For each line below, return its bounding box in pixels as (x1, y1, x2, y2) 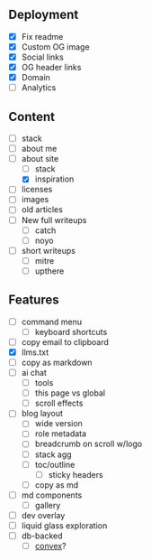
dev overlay (21, 509, 66, 520)
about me (21, 144, 58, 154)
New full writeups (21, 214, 87, 225)
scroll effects (34, 397, 84, 409)
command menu (21, 316, 83, 327)
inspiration (34, 173, 75, 184)
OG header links (21, 62, 82, 72)
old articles (21, 204, 64, 215)
